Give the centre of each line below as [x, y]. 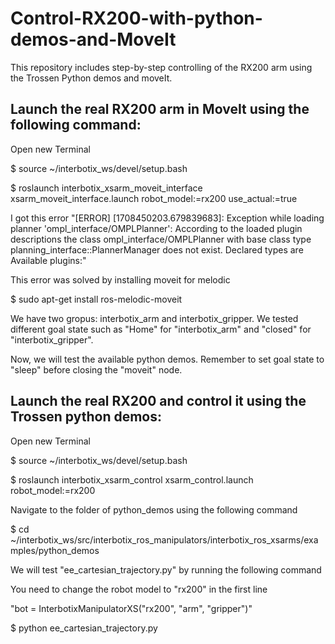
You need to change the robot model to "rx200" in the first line [139, 589]
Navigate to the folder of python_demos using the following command [154, 509]
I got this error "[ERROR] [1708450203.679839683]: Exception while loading [167, 218]
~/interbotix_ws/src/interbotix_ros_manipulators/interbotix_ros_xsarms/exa [164, 539]
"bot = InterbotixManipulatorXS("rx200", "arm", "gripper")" [131, 608]
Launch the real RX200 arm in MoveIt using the [160, 109]
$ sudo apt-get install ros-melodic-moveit [96, 299]
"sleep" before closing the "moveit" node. [96, 369]
